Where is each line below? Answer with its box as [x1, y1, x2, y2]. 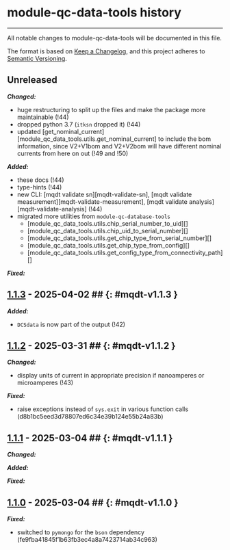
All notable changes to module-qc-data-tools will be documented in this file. [7, 34, 222, 42]
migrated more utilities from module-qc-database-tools [16, 212, 171, 220]
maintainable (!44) [16, 113, 70, 121]
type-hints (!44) [16, 183, 62, 191]
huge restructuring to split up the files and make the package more [16, 105, 206, 114]
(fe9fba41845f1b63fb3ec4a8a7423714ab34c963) [16, 536, 157, 543]
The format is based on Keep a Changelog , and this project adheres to [7, 47, 205, 55]
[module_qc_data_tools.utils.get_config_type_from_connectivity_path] [27, 248, 223, 257]
